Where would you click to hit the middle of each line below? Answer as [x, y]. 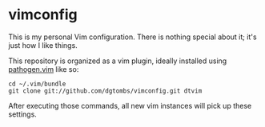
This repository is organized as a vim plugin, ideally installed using [118, 61]
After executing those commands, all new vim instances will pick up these [130, 105]
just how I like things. [43, 45]
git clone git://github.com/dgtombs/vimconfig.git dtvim [105, 91]
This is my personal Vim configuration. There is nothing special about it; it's [133, 37]
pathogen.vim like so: [44, 69]
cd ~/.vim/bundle [37, 84]
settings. [23, 114]
